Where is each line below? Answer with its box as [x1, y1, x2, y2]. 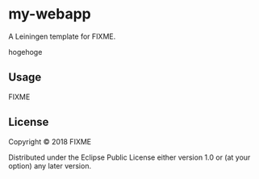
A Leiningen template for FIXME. [8, 31, 116, 41]
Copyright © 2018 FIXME [8, 136, 92, 146]
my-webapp [8, 5, 91, 23]
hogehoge [8, 47, 43, 56]
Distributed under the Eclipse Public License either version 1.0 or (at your [8, 152, 251, 162]
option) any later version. [8, 160, 91, 170]
